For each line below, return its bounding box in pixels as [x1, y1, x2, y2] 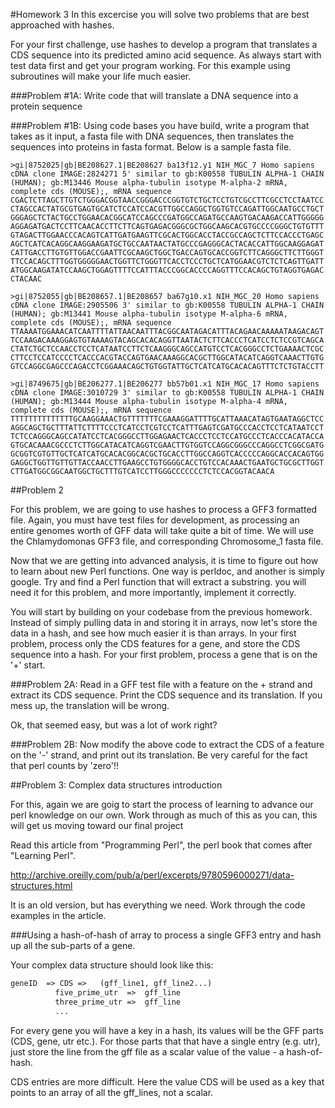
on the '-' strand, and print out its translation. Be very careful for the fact [10, 749, 308, 761]
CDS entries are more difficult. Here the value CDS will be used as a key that [10, 1075, 325, 1088]
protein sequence [10, 100, 83, 112]
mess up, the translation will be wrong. [10, 700, 170, 711]
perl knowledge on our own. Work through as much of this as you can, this [10, 809, 318, 821]
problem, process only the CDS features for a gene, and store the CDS [10, 638, 301, 649]
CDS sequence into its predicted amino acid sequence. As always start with [10, 49, 322, 61]
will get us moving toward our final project [10, 820, 184, 831]
